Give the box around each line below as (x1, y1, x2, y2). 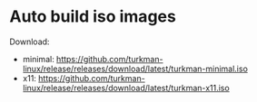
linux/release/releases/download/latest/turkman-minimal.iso (22, 63, 248, 74)
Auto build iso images (9, 6, 177, 27)
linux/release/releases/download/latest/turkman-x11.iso (22, 82, 230, 93)
